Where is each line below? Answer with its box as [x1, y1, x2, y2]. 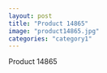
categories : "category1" [8, 34, 92, 43]
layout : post [8, 11, 53, 20]
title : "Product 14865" [8, 19, 89, 28]
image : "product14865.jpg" [8, 27, 100, 35]
